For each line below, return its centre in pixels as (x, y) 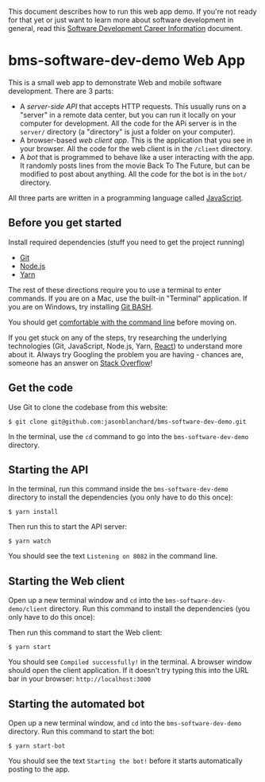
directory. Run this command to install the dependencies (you (150, 609)
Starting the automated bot (77, 704)
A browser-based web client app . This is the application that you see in (136, 140)
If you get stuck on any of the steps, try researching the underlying (118, 337)
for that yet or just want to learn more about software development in (121, 20)
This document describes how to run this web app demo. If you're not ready (132, 12)
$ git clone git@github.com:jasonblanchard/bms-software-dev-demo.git (127, 422)
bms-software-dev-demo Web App (127, 61)
